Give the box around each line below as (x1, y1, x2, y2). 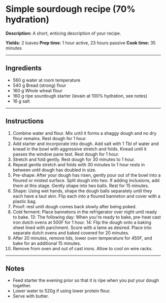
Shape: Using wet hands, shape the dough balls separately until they (12, 188, 152, 193)
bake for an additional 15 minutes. (12, 240, 81, 246)
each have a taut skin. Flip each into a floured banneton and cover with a (12, 193, 161, 199)
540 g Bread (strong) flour (12, 82, 66, 88)
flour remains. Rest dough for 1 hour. (12, 135, 87, 141)
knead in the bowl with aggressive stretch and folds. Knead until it (12, 146, 147, 151)
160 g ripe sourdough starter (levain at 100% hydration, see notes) (12, 93, 147, 99)
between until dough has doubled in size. (12, 167, 97, 173)
